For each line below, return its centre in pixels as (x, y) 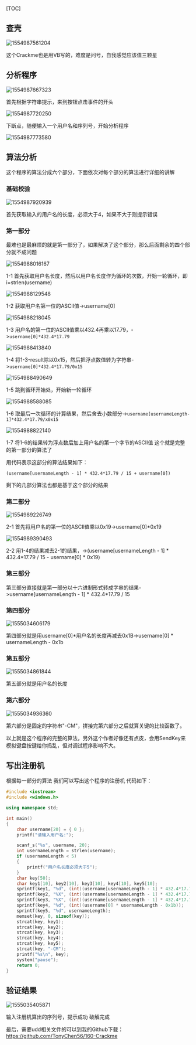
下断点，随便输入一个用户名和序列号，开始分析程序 (67, 125)
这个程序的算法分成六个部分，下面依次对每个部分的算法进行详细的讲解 (90, 172)
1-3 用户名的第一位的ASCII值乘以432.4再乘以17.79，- (70, 330)
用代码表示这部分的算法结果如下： (47, 462)
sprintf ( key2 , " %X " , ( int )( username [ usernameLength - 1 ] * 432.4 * (99, 894)
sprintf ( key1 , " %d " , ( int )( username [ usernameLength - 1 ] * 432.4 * (99, 889)
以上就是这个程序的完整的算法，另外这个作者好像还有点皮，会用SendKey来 (96, 738)
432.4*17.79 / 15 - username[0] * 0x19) (53, 557)
